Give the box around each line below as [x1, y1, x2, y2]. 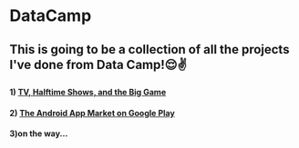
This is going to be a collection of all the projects [9, 42, 290, 57]
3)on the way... [9, 128, 68, 139]
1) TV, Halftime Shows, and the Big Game [9, 87, 167, 98]
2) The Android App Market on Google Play [9, 107, 175, 118]
